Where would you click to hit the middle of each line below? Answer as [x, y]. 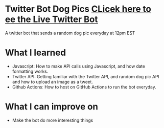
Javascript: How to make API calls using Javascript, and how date [79, 66]
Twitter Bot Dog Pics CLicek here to [78, 9]
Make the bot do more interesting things [53, 120]
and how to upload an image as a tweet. [52, 82]
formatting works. [30, 71]
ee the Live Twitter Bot [51, 19]
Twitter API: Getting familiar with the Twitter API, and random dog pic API [86, 76]
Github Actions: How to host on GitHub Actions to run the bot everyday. [84, 87]
